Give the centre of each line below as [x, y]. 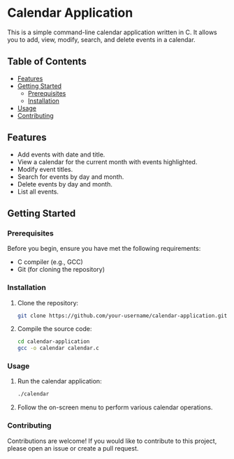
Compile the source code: [54, 329]
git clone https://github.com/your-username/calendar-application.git [122, 316]
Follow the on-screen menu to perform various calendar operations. [115, 407]
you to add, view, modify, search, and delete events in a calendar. [101, 39]
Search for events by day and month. [71, 177]
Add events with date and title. [61, 154]
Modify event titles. [45, 169]
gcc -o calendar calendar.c [58, 348]
